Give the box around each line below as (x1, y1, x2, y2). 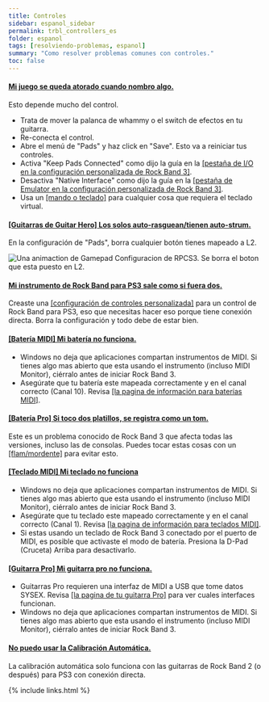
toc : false (8, 57, 45, 65)
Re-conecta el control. (19, 132, 95, 142)
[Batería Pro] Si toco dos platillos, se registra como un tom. (8, 414, 209, 423)
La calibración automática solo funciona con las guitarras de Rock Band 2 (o (8, 661, 262, 670)
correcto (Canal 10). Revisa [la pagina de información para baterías (19, 386, 242, 396)
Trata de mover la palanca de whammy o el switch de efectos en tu (19, 116, 243, 125)
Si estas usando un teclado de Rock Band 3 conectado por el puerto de (19, 528, 258, 538)
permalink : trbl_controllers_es (8, 27, 117, 35)
